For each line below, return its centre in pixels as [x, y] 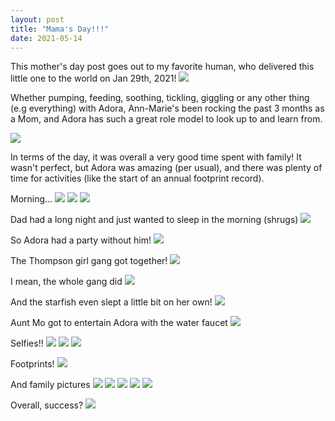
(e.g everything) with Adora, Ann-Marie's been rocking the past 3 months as [167, 108]
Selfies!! [27, 343]
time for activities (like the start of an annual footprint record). [137, 178]
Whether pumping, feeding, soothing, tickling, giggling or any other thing [160, 98]
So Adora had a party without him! [81, 240]
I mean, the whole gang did [66, 282]
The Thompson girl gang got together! [89, 261]
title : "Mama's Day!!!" [60, 29]
